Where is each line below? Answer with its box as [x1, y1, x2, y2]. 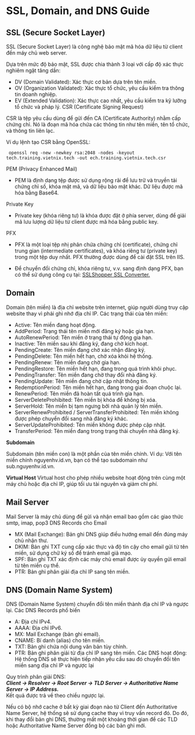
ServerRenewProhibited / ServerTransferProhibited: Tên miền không [14, 408, 179, 415]
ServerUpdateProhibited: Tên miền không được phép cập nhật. [14, 421, 166, 428]
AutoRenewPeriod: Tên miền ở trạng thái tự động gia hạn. [14, 334, 153, 341]
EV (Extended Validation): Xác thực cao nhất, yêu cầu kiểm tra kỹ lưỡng [14, 97, 186, 104]
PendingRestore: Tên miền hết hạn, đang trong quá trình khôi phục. [14, 365, 177, 372]
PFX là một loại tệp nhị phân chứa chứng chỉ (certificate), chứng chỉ [14, 241, 178, 248]
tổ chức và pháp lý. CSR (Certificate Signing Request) [14, 103, 144, 110]
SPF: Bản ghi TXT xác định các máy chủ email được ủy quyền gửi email [14, 555, 186, 562]
